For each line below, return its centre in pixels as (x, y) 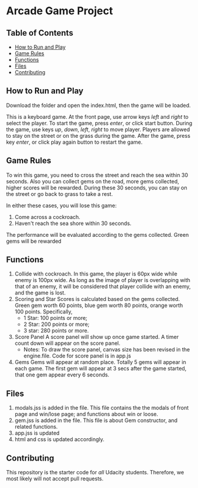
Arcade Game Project (60, 11)
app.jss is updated (37, 433)
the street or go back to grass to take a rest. (60, 194)
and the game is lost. (40, 293)
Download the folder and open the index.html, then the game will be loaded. (98, 105)
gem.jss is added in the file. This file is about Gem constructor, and (96, 420)
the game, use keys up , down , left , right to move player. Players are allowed (98, 129)
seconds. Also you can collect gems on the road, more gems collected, (92, 181)
